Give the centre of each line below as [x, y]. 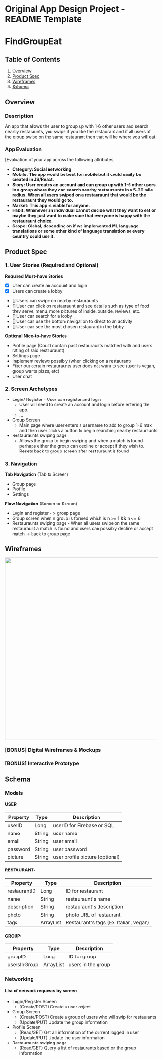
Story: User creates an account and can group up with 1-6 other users [84, 185]
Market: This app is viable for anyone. [51, 206]
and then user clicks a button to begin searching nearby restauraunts [88, 431]
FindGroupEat [33, 42]
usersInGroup [23, 965]
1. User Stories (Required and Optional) [52, 265]
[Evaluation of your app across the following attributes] [60, 160]
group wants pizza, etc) [36, 371]
